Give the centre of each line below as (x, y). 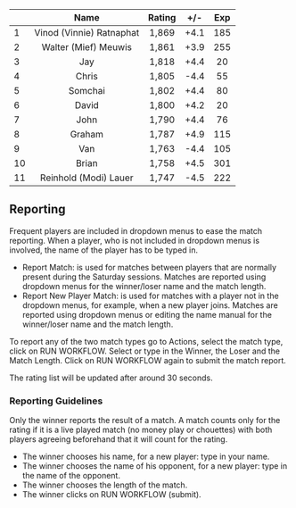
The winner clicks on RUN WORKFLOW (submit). (112, 495)
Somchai (86, 91)
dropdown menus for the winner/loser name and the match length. (144, 286)
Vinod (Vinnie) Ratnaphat (87, 33)
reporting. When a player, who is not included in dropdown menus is (135, 240)
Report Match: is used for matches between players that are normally (149, 267)
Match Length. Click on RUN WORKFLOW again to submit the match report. (148, 360)
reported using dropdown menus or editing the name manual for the (147, 314)
